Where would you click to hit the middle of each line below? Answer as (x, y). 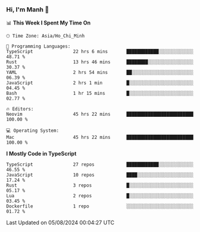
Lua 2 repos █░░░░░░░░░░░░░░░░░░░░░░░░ (100, 196)
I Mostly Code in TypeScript (41, 154)
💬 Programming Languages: (38, 47)
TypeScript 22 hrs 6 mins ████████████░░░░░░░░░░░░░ (100, 52)
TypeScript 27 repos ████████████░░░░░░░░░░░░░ (100, 165)
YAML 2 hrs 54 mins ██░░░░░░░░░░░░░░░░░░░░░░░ (100, 73)
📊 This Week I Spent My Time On (48, 23)
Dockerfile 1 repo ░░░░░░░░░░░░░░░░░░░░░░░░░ (100, 206)
